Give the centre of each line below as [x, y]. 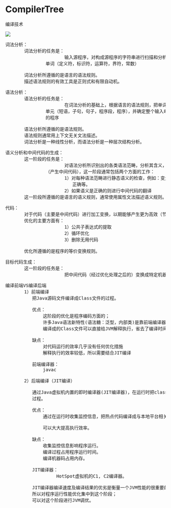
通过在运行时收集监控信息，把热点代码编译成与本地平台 [101, 416]
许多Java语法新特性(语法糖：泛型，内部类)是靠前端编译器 [105, 322]
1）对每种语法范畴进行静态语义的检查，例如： [112, 178]
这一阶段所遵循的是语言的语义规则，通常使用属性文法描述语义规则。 [95, 197]
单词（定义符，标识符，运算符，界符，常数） [92, 64]
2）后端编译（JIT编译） [50, 381]
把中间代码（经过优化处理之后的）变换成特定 [111, 275]
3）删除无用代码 [81, 240]
